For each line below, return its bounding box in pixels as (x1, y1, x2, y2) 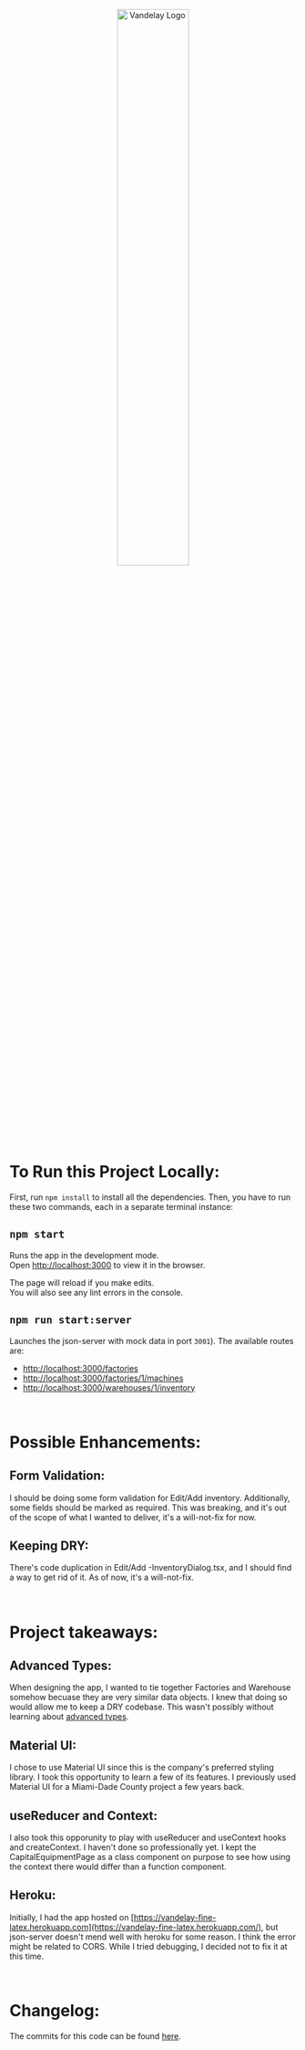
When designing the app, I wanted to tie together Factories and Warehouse (9, 1682, 291, 1693)
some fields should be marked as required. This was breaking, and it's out (9, 1502, 287, 1513)
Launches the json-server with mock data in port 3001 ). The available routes (9, 1335, 294, 1346)
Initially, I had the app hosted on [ (9, 1911, 135, 1922)
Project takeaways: (9, 1622, 158, 1643)
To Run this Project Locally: (9, 1162, 220, 1183)
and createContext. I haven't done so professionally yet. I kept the (9, 1842, 257, 1853)
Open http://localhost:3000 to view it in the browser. (9, 1259, 206, 1270)
